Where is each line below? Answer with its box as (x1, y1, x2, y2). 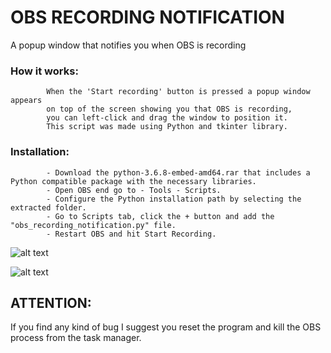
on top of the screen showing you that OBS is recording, (46, 104, 293, 115)
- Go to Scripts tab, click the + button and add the (46, 211, 275, 221)
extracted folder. (10, 202, 87, 213)
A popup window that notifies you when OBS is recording (10, 39, 247, 51)
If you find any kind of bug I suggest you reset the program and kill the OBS (10, 321, 322, 333)
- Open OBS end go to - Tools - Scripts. (46, 185, 222, 195)
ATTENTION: (10, 294, 92, 311)
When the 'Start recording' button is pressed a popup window (46, 87, 311, 97)
